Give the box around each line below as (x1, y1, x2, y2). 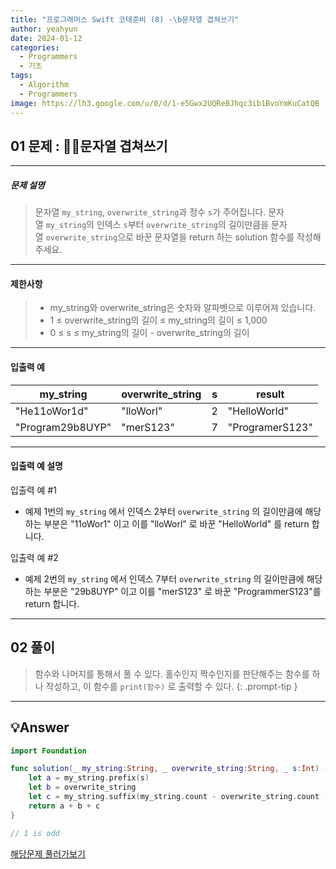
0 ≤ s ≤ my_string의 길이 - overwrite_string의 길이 (49, 327, 250, 339)
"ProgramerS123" (227, 420, 313, 434)
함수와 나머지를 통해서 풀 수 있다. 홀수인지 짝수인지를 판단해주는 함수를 (34, 667, 310, 680)
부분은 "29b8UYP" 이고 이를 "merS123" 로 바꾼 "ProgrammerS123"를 (43, 585, 322, 597)
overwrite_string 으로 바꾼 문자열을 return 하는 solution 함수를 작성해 (45, 231, 322, 243)
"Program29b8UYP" (15, 420, 112, 434)
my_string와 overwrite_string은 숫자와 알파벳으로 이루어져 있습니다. (49, 302, 317, 314)
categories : (10, 42, 60, 53)
